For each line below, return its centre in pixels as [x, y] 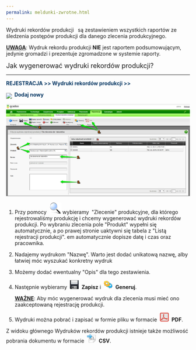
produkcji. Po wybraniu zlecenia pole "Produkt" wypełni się [85, 225]
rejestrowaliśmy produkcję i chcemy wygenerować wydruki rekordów [98, 218]
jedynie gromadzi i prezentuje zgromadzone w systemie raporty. [83, 53]
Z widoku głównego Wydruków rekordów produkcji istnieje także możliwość [97, 331]
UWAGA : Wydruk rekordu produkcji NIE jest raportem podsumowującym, [94, 47]
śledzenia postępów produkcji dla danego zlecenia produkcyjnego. [86, 36]
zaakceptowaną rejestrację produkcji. [60, 305]
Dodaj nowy [29, 94]
